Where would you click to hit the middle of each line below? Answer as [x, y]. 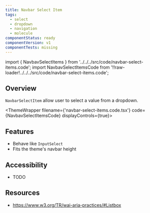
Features [20, 131]
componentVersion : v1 [28, 43]
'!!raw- [118, 67]
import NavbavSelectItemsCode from [71, 67]
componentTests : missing [31, 47]
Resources [23, 193]
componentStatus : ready [30, 38]
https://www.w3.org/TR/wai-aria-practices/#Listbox [67, 205]
